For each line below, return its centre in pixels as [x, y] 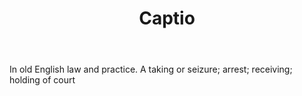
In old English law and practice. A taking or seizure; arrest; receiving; [151, 69]
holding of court [42, 80]
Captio [167, 18]
